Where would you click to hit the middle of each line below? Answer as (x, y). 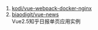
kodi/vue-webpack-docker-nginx (52, 8)
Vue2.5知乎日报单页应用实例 (46, 21)
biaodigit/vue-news (35, 14)
